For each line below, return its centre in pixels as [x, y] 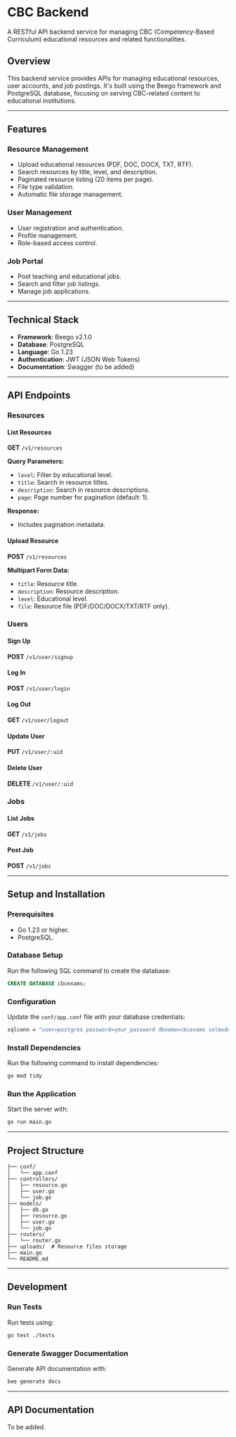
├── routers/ [26, 1235]
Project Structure [46, 1151]
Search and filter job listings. [59, 284]
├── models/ [25, 1204]
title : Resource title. [48, 583]
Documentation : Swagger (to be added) [76, 367]
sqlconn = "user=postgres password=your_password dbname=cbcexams [106, 1029]
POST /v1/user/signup [40, 656]
